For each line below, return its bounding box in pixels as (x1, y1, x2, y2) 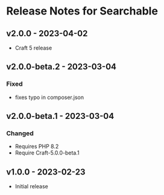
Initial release (14, 183, 48, 190)
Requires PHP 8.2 (14, 143, 59, 150)
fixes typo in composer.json (14, 94, 84, 101)
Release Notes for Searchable (6, 4, 159, 18)
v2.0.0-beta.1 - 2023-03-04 (6, 111, 115, 121)
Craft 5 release (14, 44, 52, 51)
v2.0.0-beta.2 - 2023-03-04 (6, 62, 116, 72)
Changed (6, 129, 34, 137)
